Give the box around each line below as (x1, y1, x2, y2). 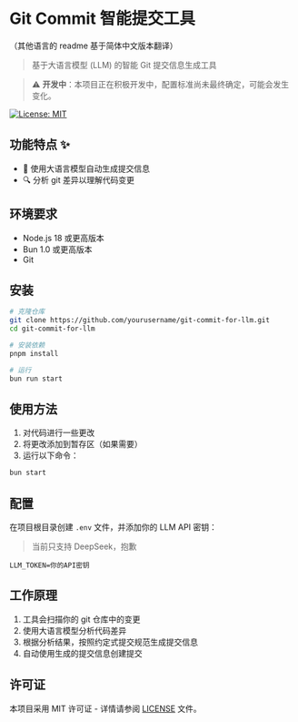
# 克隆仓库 (9, 307, 45, 317)
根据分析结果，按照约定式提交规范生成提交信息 (22, 636, 198, 647)
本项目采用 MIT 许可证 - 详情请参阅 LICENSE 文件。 (9, 703, 202, 714)
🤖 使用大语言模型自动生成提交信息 (22, 163, 150, 174)
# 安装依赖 (9, 341, 45, 350)
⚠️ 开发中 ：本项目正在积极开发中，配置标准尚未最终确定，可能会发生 (31, 78, 290, 89)
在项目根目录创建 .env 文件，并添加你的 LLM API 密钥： (9, 522, 218, 533)
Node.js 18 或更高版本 (22, 232, 104, 243)
